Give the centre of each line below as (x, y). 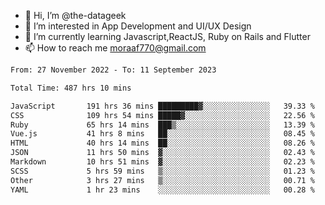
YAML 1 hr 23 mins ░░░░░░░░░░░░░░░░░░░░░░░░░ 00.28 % (162, 190)
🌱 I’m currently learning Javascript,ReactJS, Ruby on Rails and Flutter (167, 36)
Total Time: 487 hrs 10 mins (71, 88)
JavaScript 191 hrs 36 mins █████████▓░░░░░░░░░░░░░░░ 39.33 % (162, 106)
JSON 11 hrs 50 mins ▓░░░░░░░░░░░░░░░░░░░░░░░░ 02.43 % (162, 153)
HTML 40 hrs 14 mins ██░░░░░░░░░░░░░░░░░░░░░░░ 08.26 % (162, 143)
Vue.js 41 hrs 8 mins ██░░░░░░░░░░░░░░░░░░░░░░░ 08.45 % (162, 134)
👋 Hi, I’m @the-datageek (75, 15)
